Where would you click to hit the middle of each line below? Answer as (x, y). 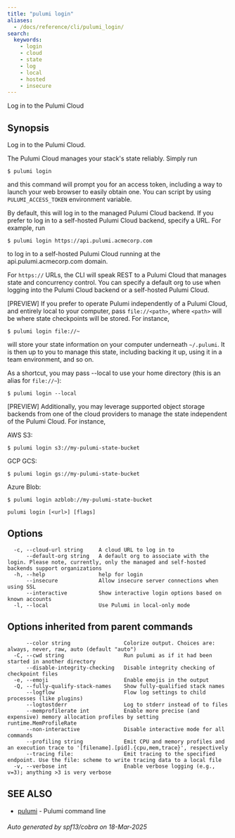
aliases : (20, 20)
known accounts (30, 599)
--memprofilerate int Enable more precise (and (113, 711)
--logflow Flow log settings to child (116, 692)
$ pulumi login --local (42, 394)
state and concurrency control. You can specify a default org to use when (114, 283)
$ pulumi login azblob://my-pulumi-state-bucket (80, 500)
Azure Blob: (24, 487)
